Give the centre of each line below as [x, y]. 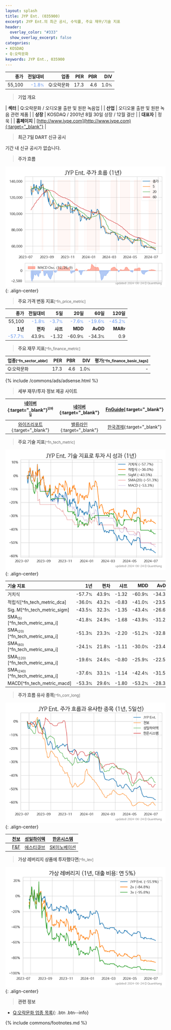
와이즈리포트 [31, 424]
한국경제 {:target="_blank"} [135, 427]
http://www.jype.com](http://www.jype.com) [84, 121]
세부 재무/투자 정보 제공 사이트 [47, 391]
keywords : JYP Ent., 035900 [35, 59]
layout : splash [21, 11]
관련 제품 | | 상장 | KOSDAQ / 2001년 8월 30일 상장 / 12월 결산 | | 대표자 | [83, 114]
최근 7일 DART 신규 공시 [42, 137]
